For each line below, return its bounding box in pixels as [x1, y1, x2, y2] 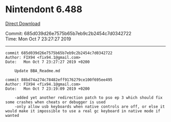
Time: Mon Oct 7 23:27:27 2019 [5, 36, 71, 42]
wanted [5, 113, 19, 118]
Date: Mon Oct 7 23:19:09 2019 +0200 [5, 86, 90, 91]
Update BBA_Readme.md [14, 68, 60, 74]
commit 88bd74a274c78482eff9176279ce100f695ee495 [5, 77, 113, 82]
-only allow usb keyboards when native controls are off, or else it [14, 104, 165, 109]
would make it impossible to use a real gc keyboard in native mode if [5, 108, 160, 113]
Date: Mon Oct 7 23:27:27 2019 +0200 [5, 59, 90, 64]
